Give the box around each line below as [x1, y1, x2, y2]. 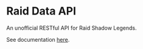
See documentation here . [6, 36, 70, 43]
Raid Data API [6, 4, 77, 18]
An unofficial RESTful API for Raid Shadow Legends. [6, 24, 137, 31]
